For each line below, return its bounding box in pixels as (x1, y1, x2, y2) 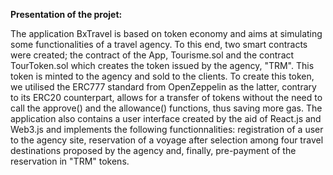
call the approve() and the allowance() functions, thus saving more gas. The (10, 102, 323, 114)
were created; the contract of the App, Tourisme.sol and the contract (10, 49, 295, 61)
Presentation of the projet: (10, 9, 123, 20)
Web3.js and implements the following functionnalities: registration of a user (10, 124, 324, 135)
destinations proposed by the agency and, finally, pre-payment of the (10, 145, 297, 156)
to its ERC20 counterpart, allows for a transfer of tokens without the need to (10, 92, 323, 103)
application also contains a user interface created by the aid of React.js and (10, 113, 322, 124)
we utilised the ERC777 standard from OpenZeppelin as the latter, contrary (10, 81, 317, 93)
